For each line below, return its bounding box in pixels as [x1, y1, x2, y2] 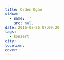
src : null [14, 20, 34, 26]
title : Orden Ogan [5, 7, 42, 12]
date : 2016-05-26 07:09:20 [5, 25, 60, 30]
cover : [5, 47, 18, 52]
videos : [5, 12, 21, 16]
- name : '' [9, 16, 32, 21]
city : [5, 39, 16, 44]
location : [5, 43, 25, 48]
